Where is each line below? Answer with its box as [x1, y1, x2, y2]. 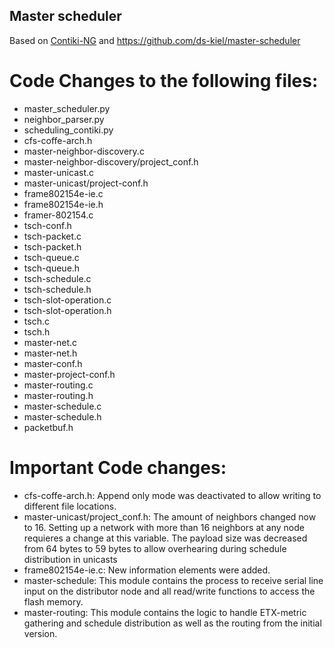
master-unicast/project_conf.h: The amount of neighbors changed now [23, 510, 317, 523]
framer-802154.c [23, 209, 94, 221]
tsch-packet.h [23, 240, 82, 253]
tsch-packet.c [23, 230, 82, 242]
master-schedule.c [23, 400, 102, 412]
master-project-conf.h [23, 368, 116, 380]
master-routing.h [23, 389, 94, 401]
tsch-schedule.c [23, 272, 92, 284]
